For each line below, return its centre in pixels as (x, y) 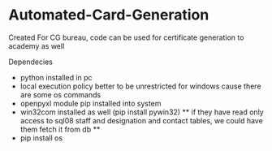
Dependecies (30, 62)
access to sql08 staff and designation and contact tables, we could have (142, 120)
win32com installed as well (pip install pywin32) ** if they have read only (142, 112)
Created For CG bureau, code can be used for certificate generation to (126, 37)
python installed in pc (56, 77)
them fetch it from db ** (60, 129)
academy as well (37, 45)
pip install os (41, 138)
